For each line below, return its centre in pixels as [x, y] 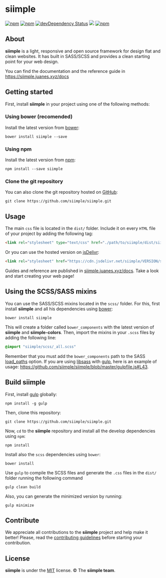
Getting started [29, 92]
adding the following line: [31, 338]
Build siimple [25, 382]
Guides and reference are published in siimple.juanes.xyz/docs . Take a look [82, 271]
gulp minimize [20, 505]
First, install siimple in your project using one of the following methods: [77, 104]
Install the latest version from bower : [42, 127]
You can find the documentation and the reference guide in [65, 71]
